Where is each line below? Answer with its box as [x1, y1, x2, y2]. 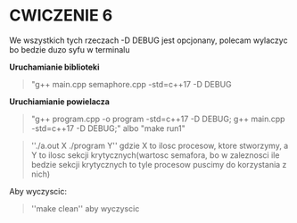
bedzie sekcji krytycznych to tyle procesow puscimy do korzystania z [30, 159, 287, 169]
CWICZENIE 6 [9, 5, 113, 26]
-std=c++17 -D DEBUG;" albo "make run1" [30, 122, 186, 134]
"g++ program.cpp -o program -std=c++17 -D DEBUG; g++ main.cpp [30, 113, 285, 124]
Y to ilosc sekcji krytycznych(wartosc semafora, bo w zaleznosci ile [30, 149, 280, 161]
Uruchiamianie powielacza [9, 95, 110, 107]
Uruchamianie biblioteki [9, 62, 100, 72]
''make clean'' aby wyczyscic [30, 202, 140, 214]
